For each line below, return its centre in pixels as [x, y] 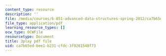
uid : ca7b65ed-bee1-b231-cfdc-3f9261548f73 [51, 46]
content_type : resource [30, 9]
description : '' [22, 14]
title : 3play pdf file [28, 41]
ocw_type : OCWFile [24, 32]
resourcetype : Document [30, 37]
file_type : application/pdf [34, 23]
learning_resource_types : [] [35, 28]
